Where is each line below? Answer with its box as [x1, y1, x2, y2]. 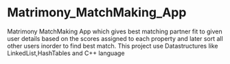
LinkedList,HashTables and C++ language [7, 49, 125, 57]
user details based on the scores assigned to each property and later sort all [7, 34, 223, 42]
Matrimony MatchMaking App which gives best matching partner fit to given [7, 27, 222, 35]
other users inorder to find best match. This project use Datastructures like [7, 42, 218, 50]
